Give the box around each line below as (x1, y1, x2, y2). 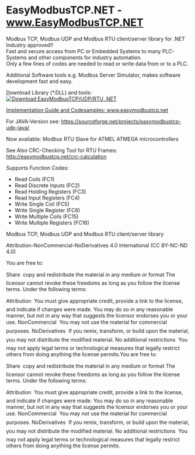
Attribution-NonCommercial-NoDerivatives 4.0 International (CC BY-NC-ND (6, 242, 188, 249)
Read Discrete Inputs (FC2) (14, 182, 80, 189)
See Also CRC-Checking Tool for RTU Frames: (6, 147, 118, 154)
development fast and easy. (6, 77, 73, 85)
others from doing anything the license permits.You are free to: (6, 350, 158, 357)
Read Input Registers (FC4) (14, 194, 80, 201)
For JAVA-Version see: (6, 118, 60, 125)
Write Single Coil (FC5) (14, 200, 70, 208)
